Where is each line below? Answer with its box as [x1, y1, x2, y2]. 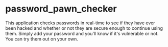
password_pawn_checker [5, 3, 117, 15]
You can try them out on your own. [5, 36, 78, 42]
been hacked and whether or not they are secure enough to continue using [5, 25, 163, 31]
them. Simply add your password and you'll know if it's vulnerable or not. [5, 30, 159, 36]
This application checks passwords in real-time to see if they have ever [5, 20, 155, 26]
